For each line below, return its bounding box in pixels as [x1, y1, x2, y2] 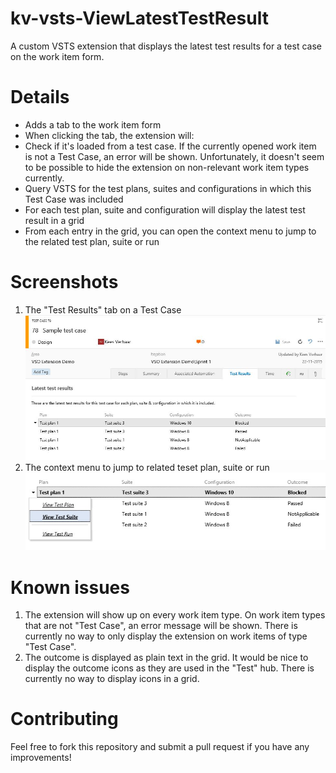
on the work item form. [10, 50, 105, 62]
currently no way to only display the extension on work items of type [24, 630, 308, 642]
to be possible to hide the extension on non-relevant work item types [24, 161, 310, 173]
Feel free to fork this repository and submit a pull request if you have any [10, 741, 310, 753]
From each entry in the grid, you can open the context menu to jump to [24, 225, 317, 237]
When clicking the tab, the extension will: [24, 129, 195, 141]
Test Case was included [24, 193, 124, 205]
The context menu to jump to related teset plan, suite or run [24, 462, 270, 474]
